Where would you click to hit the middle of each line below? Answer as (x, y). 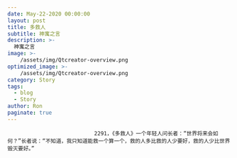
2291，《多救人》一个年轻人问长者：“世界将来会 (154, 133)
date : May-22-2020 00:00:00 (49, 14)
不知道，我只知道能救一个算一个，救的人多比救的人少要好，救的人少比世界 (138, 141)
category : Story (31, 80)
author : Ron (25, 106)
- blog (23, 93)
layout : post (27, 21)
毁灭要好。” (21, 148)
